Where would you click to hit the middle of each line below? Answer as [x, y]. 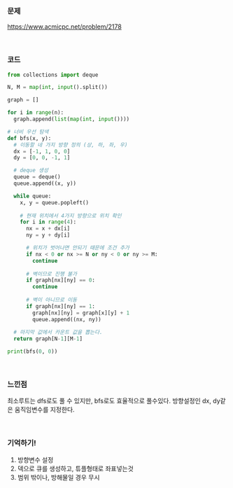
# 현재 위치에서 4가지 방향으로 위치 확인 [71, 216]
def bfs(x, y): [29, 138]
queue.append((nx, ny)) [67, 319]
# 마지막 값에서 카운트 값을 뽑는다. [58, 333]
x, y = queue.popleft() [55, 202]
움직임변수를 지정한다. [44, 410]
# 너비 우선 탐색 [28, 132]
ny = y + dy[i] [48, 235]
